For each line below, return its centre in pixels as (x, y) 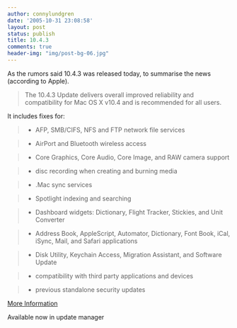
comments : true (30, 47)
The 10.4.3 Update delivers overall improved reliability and (109, 95)
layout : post (27, 27)
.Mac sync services (64, 184)
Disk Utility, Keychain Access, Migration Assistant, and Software (128, 254)
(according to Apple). (38, 81)
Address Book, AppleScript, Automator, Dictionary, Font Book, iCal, (133, 233)
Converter (50, 220)
